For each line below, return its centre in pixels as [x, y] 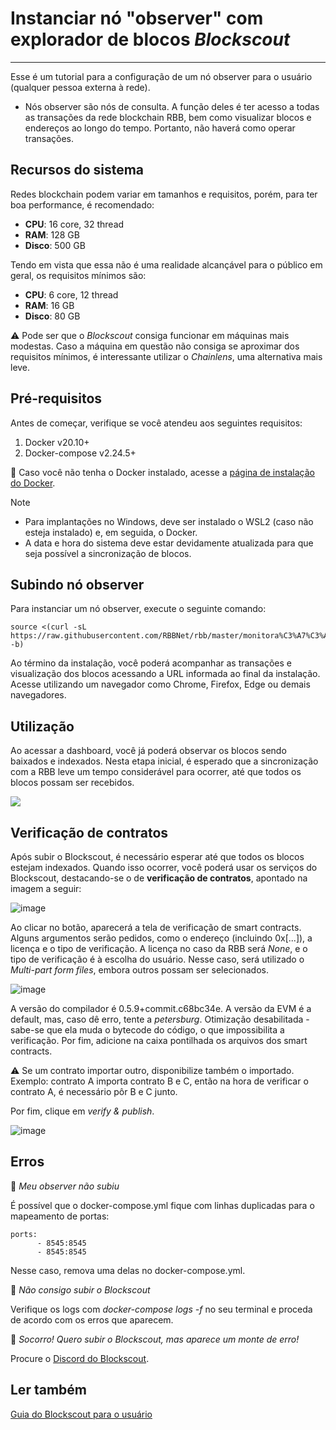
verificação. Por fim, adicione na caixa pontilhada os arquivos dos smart [159, 1040]
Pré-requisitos [56, 398]
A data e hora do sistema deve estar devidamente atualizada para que [169, 543]
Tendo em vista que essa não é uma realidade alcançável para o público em [166, 264]
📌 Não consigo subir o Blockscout [80, 1289]
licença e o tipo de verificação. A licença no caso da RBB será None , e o [159, 948]
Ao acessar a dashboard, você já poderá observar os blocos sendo [148, 751]
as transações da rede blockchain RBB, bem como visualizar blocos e [168, 117]
